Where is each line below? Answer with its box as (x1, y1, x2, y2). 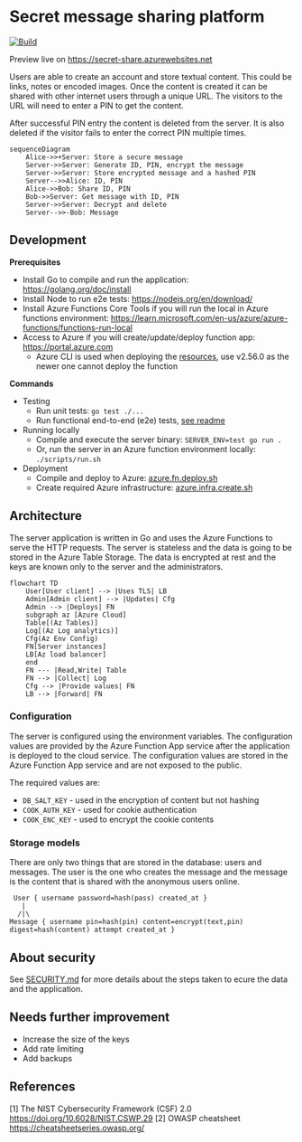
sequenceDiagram (9, 145, 70, 154)
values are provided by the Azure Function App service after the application (9, 740, 290, 751)
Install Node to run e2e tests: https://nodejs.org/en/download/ (22, 293, 253, 304)
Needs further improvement (9, 1010, 170, 1025)
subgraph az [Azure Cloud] (25, 610, 127, 619)
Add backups (22, 1052, 73, 1063)
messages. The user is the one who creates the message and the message (9, 866, 288, 878)
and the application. (9, 983, 84, 994)
